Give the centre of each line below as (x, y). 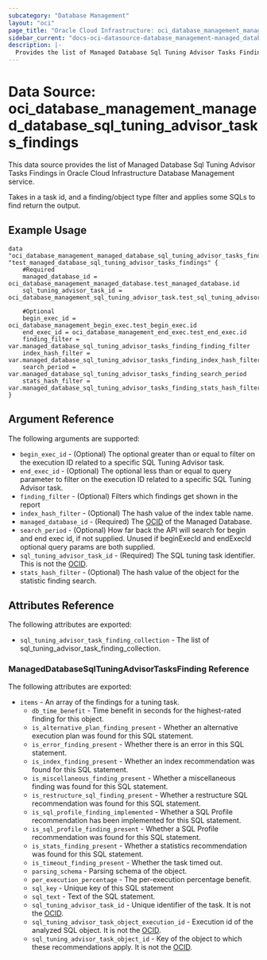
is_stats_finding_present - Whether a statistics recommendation (139, 845)
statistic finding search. (58, 581)
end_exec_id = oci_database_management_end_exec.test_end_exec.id (135, 332)
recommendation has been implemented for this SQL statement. (136, 820)
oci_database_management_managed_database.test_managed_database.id (124, 283)
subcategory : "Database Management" (69, 16)
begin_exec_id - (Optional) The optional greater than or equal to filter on (137, 453)
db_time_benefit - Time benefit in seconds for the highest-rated (136, 710)
